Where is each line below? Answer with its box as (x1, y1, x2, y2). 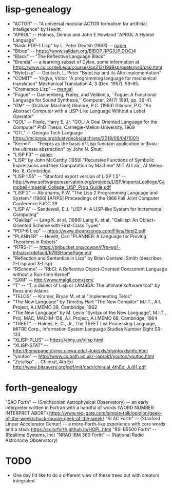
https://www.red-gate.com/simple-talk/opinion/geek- (49, 409, 162, 416)
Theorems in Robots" (12, 239, 58, 245)
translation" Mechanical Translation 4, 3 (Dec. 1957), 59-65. (12, 81, 140, 87)
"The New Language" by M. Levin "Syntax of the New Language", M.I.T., (12, 309, 166, 316)
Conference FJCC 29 (12, 200, 58, 206)
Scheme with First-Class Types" (32, 222, 101, 228)
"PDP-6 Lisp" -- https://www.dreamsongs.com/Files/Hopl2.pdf (12, 227, 146, 234)
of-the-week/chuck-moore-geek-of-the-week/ (5, 415, 104, 421)
